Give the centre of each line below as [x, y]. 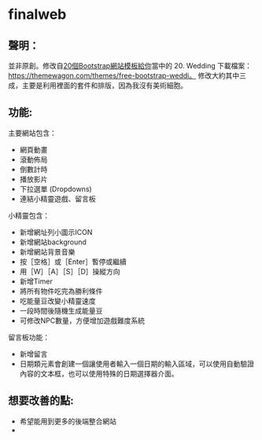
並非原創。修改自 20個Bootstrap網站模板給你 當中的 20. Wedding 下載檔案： [130, 66]
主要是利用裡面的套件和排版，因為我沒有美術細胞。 [104, 85]
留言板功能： [29, 337]
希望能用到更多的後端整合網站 [68, 421]
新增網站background [53, 242]
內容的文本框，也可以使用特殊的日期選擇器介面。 [99, 373]
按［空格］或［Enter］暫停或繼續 [73, 262]
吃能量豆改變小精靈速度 [57, 301]
